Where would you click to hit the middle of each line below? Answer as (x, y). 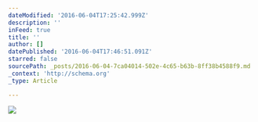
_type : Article (33, 81)
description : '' (35, 23)
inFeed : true (29, 30)
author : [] (26, 45)
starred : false (33, 59)
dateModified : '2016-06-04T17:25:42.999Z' (78, 15)
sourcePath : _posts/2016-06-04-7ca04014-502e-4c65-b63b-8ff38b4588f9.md (129, 66)
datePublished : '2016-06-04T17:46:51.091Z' (80, 52)
